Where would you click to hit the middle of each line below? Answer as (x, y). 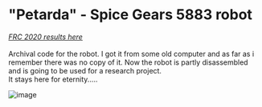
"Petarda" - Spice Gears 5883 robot (131, 15)
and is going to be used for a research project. (85, 70)
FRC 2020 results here (45, 37)
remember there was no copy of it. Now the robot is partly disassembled (128, 62)
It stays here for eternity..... (53, 79)
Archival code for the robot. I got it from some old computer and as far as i (131, 53)
